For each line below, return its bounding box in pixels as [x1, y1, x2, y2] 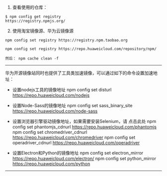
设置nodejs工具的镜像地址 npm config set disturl [12, 87, 112, 93]
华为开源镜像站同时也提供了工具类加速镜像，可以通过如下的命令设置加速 [5, 70, 153, 76]
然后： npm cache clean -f [5, 56, 59, 61]
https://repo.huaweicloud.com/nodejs [12, 92, 90, 98]
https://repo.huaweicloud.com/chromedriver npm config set [12, 134, 136, 140]
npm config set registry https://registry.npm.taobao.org [5, 38, 128, 43]
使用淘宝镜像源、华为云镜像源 [12, 28, 74, 34]
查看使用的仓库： [12, 4, 48, 10]
